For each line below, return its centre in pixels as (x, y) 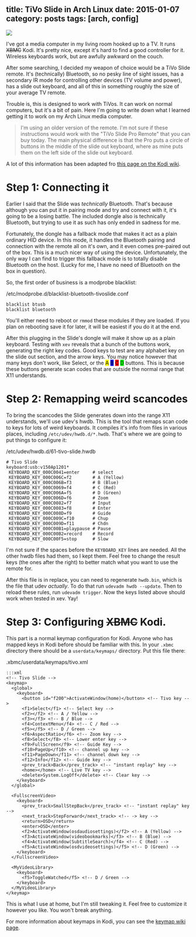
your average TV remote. (36, 92)
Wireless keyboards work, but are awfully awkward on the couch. (85, 56)
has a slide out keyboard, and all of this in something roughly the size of (93, 86)
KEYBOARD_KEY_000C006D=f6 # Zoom (59, 498)
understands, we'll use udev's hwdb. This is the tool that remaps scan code (97, 421)
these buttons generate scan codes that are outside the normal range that (95, 369)
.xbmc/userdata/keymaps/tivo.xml (47, 662)
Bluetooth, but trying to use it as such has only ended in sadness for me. (93, 222)
